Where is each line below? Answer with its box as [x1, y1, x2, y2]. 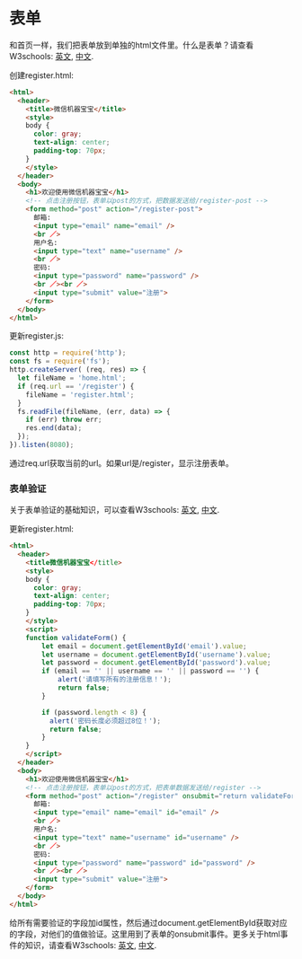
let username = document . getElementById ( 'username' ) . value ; [41, 650, 271, 659]
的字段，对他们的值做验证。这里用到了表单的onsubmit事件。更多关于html [9, 928, 280, 939]
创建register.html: [9, 69, 75, 81]
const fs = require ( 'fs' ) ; [9, 356, 111, 366]
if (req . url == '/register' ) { [17, 382, 135, 391]
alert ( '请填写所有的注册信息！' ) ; [57, 675, 173, 684]
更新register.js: [9, 330, 65, 341]
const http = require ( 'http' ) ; [9, 348, 127, 357]
